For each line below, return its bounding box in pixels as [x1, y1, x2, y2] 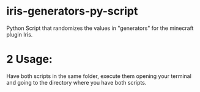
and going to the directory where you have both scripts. [6, 79, 147, 86]
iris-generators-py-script [6, 4, 138, 18]
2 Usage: [6, 52, 53, 66]
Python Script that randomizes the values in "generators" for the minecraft [6, 24, 194, 32]
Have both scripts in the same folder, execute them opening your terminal [6, 72, 191, 80]
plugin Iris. [6, 30, 33, 38]
